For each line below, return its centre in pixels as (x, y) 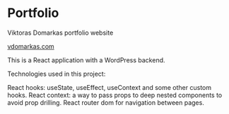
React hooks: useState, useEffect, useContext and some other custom (110, 87)
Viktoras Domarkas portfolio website (60, 33)
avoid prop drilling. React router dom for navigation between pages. (106, 102)
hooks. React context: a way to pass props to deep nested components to (115, 95)
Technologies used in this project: (57, 74)
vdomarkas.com (31, 46)
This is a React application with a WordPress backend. (86, 60)
